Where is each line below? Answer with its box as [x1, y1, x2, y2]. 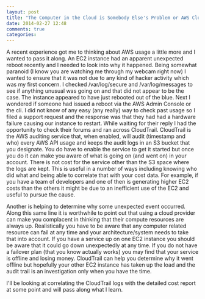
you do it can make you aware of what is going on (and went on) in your [6, 152, 187, 159]
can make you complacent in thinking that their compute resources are [6, 216, 184, 223]
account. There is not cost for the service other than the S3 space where [6, 159, 190, 166]
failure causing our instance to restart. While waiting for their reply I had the [6, 120, 196, 127]
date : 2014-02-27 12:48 [6, 20, 67, 26]
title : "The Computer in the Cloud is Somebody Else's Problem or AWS [6, 15, 190, 21]
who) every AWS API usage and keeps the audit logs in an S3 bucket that [6, 139, 190, 146]
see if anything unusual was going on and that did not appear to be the [6, 87, 184, 95]
